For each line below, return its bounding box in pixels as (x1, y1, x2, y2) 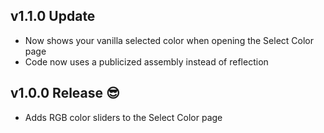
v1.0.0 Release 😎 (10, 85, 120, 102)
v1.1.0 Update (10, 8, 96, 25)
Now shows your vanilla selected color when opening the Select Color (24, 34, 314, 46)
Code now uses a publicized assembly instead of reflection (24, 55, 269, 68)
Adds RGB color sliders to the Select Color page (24, 111, 223, 123)
